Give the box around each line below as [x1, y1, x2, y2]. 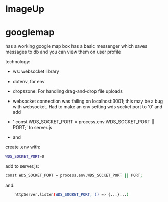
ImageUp [5, 3, 45, 15]
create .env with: [5, 144, 41, 150]
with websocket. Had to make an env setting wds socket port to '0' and [12, 104, 162, 110]
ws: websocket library [12, 68, 60, 74]
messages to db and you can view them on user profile [5, 49, 121, 55]
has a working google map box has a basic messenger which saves [5, 43, 148, 49]
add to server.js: [5, 163, 39, 169]
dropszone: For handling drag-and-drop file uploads [12, 88, 123, 94]
